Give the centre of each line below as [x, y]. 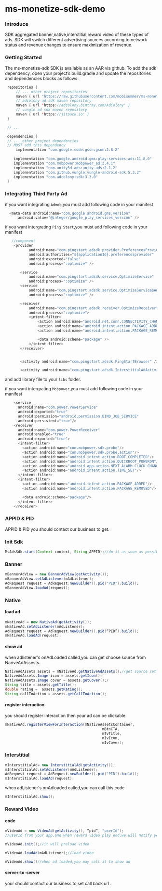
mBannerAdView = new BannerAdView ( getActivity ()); [57, 574]
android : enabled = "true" [42, 434]
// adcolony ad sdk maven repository [54, 101]
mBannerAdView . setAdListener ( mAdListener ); [49, 579]
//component [23, 241]
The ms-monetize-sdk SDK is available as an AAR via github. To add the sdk [81, 68]
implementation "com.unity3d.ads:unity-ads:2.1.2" [66, 168]
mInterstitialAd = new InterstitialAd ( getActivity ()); [60, 765]
